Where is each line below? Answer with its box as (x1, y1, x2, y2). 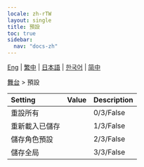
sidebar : (7, 36, 33, 44)
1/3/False (93, 121, 126, 131)
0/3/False (93, 108, 126, 117)
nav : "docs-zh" (13, 43, 58, 50)
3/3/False (93, 147, 126, 156)
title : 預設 (7, 23, 40, 30)
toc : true (7, 29, 37, 37)
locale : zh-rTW (7, 10, 52, 18)
